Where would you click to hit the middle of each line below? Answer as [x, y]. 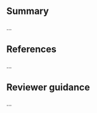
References [31, 50]
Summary [28, 11]
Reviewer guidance [48, 87]
